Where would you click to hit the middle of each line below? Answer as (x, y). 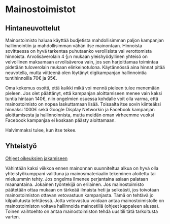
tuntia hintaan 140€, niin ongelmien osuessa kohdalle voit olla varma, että (82, 99)
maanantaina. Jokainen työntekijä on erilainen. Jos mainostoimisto (75, 184)
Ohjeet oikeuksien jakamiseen (37, 158)
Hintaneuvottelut (33, 28)
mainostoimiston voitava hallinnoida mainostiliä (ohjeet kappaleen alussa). (82, 206)
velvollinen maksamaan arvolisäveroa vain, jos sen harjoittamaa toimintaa (82, 62)
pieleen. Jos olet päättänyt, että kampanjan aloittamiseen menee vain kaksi (84, 93)
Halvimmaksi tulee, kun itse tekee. (41, 130)
